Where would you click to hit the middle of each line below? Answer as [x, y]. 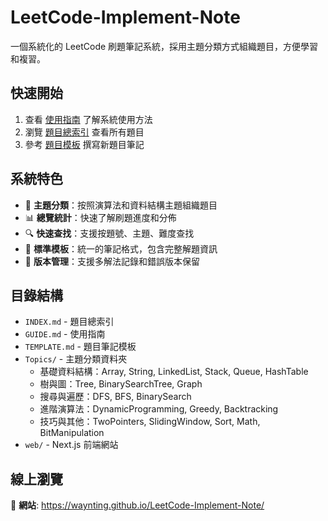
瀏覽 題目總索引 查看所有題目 [84, 132]
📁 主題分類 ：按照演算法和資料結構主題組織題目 [121, 205]
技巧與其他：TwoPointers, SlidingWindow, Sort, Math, [150, 422]
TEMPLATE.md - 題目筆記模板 [80, 347]
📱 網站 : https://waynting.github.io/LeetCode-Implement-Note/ [137, 505]
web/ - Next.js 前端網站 [71, 445]
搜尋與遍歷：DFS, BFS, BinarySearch [115, 397]
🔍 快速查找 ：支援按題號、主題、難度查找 [109, 233]
